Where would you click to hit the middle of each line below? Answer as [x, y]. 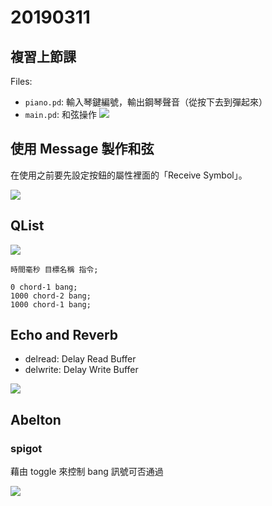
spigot [26, 448]
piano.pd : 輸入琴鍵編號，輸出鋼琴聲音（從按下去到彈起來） [146, 102]
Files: [21, 81]
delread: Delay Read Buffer [80, 359]
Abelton [36, 419]
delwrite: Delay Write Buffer [81, 370]
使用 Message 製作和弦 [82, 149]
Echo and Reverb [64, 335]
